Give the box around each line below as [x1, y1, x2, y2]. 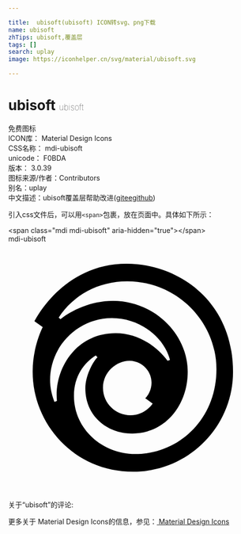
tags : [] [8, 40, 37, 48]
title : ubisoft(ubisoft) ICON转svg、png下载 [8, 18, 156, 26]
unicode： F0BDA [8, 153, 66, 162]
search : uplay [8, 48, 55, 56]
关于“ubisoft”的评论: [8, 500, 73, 509]
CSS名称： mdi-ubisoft [8, 143, 83, 153]
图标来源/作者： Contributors [8, 173, 100, 182]
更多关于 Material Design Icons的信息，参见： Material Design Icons [8, 517, 230, 526]
